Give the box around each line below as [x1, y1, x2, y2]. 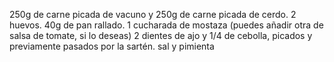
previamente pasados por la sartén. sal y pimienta [9, 40, 215, 52]
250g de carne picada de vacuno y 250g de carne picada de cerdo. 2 [9, 9, 297, 20]
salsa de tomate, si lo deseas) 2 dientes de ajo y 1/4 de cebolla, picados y [9, 30, 313, 41]
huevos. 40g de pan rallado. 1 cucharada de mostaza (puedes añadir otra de [9, 19, 324, 31]
